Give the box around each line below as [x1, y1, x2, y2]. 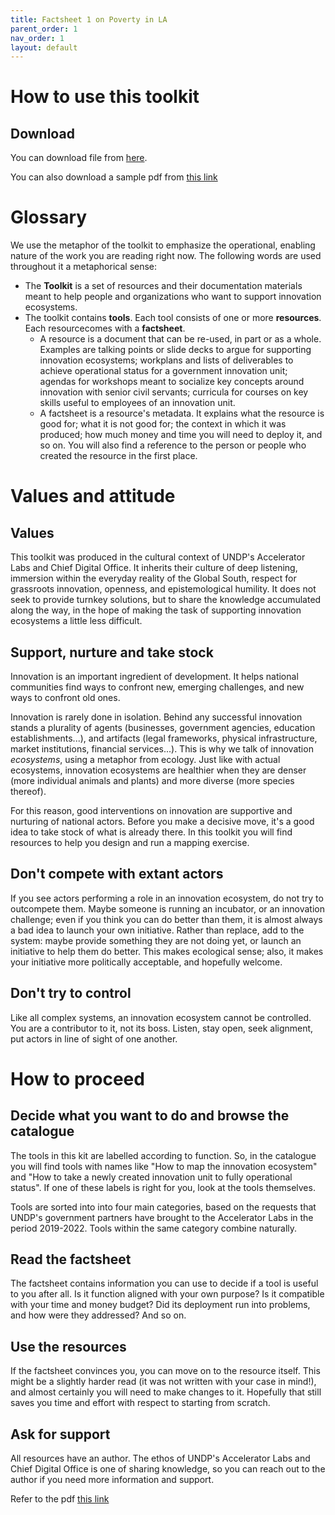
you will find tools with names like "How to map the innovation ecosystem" [10, 1160, 318, 1172]
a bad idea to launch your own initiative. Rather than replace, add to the [10, 924, 305, 936]
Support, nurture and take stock [10, 644, 214, 661]
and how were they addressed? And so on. [10, 1309, 187, 1321]
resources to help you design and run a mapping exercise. [10, 837, 250, 848]
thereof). [10, 786, 47, 797]
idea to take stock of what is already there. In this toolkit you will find [10, 826, 293, 838]
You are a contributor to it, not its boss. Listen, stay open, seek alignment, [10, 1022, 314, 1034]
